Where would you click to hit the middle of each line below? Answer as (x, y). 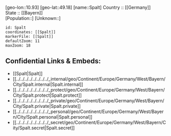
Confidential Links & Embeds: (53, 61)
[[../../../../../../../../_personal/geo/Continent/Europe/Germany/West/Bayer (88, 111)
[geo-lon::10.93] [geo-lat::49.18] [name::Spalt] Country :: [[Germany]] (78, 7)
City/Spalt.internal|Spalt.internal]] (48, 84)
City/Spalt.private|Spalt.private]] (46, 106)
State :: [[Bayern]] (24, 13)
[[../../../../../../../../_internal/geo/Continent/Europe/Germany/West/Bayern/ (89, 79)
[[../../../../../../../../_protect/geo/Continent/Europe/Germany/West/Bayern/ (89, 89)
